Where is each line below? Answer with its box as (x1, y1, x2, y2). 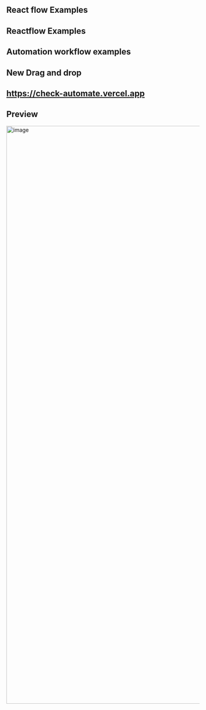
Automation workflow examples (6, 47, 131, 57)
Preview (6, 109, 39, 120)
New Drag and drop (6, 67, 82, 78)
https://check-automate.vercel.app (6, 88, 145, 99)
